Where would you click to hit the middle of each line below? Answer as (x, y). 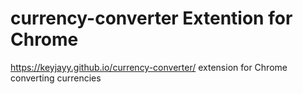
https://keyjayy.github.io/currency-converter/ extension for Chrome (149, 67)
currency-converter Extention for (151, 18)
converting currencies (56, 78)
